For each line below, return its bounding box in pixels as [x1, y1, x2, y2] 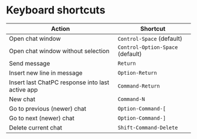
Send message [9, 59, 50, 67]
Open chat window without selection [9, 47, 110, 55]
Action [50, 25, 70, 33]
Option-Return [117, 69, 157, 76]
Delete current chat [9, 123, 63, 131]
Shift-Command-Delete [117, 124, 178, 131]
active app [9, 85, 38, 93]
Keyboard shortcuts [6, 4, 106, 17]
